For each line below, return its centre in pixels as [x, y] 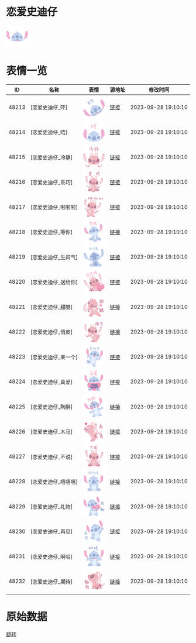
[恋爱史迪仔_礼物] [51, 507]
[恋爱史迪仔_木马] [51, 432]
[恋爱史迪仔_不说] [51, 456]
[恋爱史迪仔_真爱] [51, 381]
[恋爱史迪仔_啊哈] [51, 556]
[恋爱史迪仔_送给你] [54, 282]
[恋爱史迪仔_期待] [51, 581]
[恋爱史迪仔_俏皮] [51, 332]
